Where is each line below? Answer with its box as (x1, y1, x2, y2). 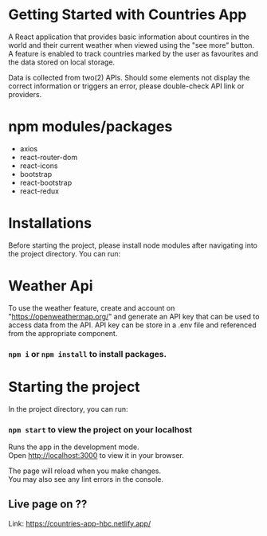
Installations (8, 214, 92, 233)
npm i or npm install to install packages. (8, 348, 167, 359)
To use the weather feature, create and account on (8, 303, 175, 312)
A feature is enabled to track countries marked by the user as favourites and (8, 49, 259, 58)
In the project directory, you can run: (8, 404, 128, 413)
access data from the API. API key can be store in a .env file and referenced (8, 320, 257, 330)
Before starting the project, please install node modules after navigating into (8, 241, 257, 250)
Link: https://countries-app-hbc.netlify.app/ (8, 518, 151, 528)
